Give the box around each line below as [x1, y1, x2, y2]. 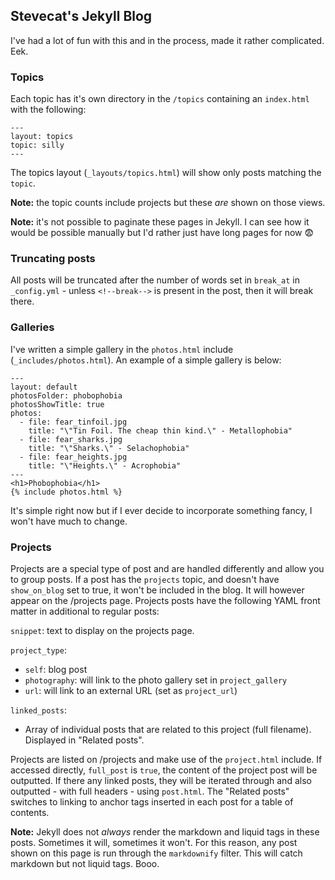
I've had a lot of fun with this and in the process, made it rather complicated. [10, 34, 325, 46]
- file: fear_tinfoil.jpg [19, 417, 128, 427]
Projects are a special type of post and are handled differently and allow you [10, 563, 325, 574]
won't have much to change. [10, 515, 128, 527]
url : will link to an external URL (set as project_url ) [24, 685, 238, 696]
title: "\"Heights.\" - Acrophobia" [28, 460, 182, 471]
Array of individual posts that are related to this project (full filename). [24, 724, 312, 735]
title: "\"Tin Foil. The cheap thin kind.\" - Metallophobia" [28, 425, 293, 436]
